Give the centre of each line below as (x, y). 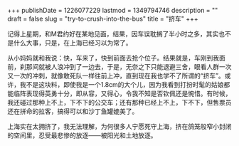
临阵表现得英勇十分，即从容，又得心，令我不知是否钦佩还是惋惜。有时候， (122, 93)
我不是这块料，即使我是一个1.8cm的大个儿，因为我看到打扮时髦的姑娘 (122, 84)
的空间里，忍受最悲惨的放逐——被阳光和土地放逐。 (82, 135)
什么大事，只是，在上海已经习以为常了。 (73, 43)
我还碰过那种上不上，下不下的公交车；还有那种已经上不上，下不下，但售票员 (119, 102)
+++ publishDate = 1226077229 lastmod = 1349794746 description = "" (113, 10)
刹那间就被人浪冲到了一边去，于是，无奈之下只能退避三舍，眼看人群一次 (126, 67)
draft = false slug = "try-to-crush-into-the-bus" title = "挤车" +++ (103, 19)
